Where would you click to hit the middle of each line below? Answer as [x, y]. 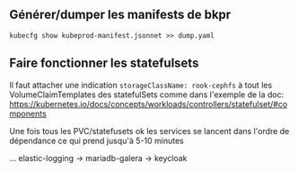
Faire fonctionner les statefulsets [104, 63]
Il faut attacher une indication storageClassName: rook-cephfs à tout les [141, 85]
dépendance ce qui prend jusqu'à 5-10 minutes [96, 140]
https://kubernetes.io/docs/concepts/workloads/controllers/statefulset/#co [149, 104]
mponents [28, 113]
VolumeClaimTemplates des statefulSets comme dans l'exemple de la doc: [147, 95]
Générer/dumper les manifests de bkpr [120, 15]
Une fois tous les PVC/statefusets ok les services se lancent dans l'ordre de [149, 131]
